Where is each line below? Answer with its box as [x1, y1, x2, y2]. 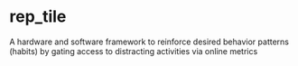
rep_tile [9, 6, 67, 27]
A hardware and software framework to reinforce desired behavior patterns [9, 36, 289, 47]
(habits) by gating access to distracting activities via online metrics [9, 45, 258, 56]
